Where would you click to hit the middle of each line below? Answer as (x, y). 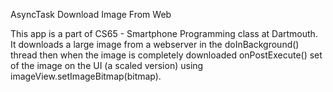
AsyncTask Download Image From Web (91, 14)
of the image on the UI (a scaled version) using (107, 65)
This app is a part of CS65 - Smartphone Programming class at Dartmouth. (164, 33)
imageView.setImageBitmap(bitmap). (86, 76)
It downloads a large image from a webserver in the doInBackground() (155, 44)
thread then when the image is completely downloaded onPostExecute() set (166, 55)
